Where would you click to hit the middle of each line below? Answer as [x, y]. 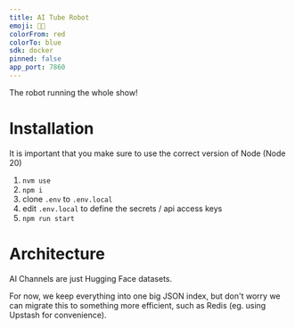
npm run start [48, 218]
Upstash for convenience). [58, 315]
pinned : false [36, 59]
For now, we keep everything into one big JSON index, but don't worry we [145, 296]
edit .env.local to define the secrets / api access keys [122, 208]
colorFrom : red [37, 34]
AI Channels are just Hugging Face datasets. [91, 278]
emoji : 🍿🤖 [28, 26]
